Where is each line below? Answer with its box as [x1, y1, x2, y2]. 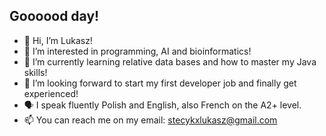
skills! [23, 66, 48, 78]
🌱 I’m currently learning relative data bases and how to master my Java [23, 55, 317, 68]
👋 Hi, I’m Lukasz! [23, 34, 93, 46]
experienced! [23, 87, 79, 99]
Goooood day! [9, 8, 100, 25]
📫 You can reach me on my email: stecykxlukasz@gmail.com [23, 114, 278, 126]
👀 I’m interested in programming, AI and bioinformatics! [23, 45, 252, 57]
